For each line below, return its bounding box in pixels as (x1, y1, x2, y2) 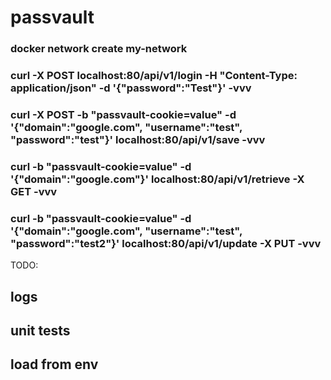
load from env (10, 356, 99, 373)
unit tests (10, 322, 71, 339)
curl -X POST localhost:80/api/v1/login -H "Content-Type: (10, 69, 298, 83)
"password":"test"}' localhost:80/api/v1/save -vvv (10, 132, 266, 146)
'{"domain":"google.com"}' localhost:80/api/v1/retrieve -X (10, 172, 305, 186)
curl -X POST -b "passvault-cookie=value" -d (10, 107, 237, 121)
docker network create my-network (10, 42, 188, 56)
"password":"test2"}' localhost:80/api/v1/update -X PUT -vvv (10, 236, 322, 250)
